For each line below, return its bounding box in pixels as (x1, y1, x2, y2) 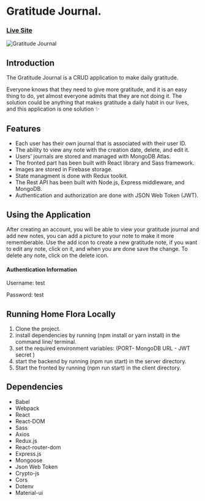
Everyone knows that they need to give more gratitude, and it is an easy (6, 86, 188, 93)
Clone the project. (15, 325, 61, 332)
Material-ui (15, 489, 43, 496)
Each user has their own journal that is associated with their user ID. (15, 139, 187, 147)
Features (6, 124, 41, 134)
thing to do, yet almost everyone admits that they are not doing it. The (6, 92, 182, 100)
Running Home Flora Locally (6, 309, 116, 319)
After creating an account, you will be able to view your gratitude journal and (6, 225, 199, 233)
